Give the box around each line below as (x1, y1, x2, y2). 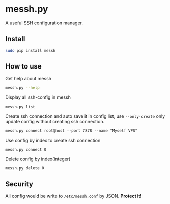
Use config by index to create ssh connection (5, 138, 101, 144)
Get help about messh (5, 76, 52, 82)
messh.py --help (5, 85, 40, 90)
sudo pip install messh (5, 48, 56, 53)
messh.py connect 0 (5, 147, 47, 152)
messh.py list (5, 105, 36, 110)
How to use (5, 62, 42, 71)
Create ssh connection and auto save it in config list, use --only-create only (5, 113, 165, 119)
